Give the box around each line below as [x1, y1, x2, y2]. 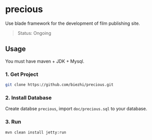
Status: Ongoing [17, 30, 51, 36]
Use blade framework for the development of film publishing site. [5, 20, 140, 26]
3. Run [5, 118, 22, 125]
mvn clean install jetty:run [5, 130, 66, 135]
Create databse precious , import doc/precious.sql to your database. [5, 106, 147, 112]
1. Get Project [5, 71, 39, 78]
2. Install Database [5, 94, 52, 101]
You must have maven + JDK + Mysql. [5, 58, 85, 64]
